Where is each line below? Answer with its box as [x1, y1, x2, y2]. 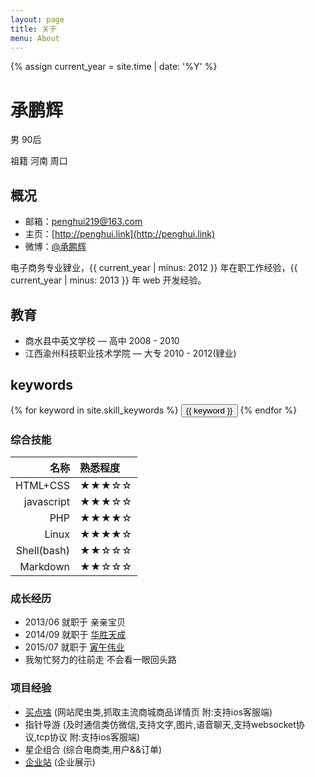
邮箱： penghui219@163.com [24, 216, 143, 228]
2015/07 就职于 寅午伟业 [24, 641, 125, 653]
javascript [23, 495, 70, 509]
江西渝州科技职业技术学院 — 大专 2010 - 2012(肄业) [24, 347, 237, 359]
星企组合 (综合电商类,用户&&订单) [24, 743, 163, 755]
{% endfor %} [239, 404, 298, 416]
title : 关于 [10, 24, 57, 34]
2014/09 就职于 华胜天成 [24, 629, 127, 641]
